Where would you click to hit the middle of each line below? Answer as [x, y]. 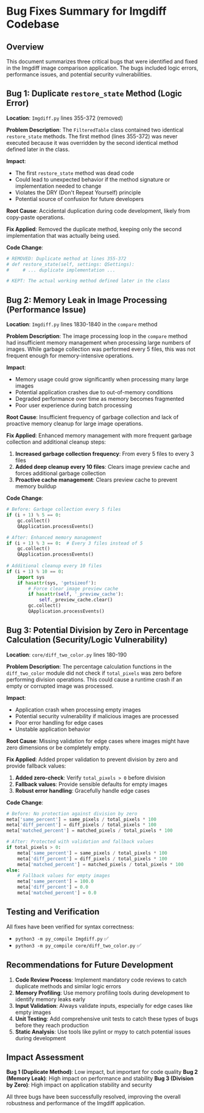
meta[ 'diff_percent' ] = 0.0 [53, 887]
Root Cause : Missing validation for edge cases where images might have [98, 741]
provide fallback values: [36, 766]
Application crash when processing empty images [78, 710]
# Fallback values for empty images [64, 876]
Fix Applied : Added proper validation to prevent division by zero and [92, 759]
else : [13, 870]
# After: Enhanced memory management [54, 537]
